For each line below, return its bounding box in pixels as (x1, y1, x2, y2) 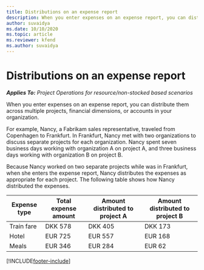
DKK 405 (87, 222, 115, 231)
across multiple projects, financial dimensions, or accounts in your (6, 107, 172, 114)
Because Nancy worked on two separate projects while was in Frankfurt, (6, 163, 188, 170)
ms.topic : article (6, 32, 53, 38)
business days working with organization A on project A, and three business (6, 144, 197, 152)
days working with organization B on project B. (6, 151, 123, 158)
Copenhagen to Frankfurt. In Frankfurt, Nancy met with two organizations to (6, 132, 196, 139)
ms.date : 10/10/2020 (6, 25, 59, 32)
